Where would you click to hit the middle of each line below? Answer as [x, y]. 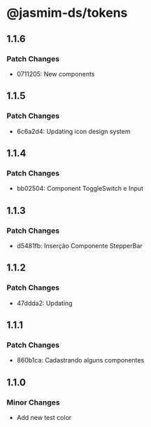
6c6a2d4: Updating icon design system [73, 131]
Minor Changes [33, 402]
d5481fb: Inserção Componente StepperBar [79, 245]
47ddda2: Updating [44, 303]
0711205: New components [56, 74]
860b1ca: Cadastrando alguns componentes [80, 360]
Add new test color [44, 418]
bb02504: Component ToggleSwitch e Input [80, 189]
